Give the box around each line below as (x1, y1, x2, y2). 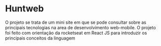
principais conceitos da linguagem (5, 35, 75, 41)
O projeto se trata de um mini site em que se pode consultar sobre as (5, 19, 147, 25)
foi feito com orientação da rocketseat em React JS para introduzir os (5, 30, 147, 36)
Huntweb (5, 3, 44, 14)
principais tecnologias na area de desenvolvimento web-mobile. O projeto (5, 24, 156, 30)
